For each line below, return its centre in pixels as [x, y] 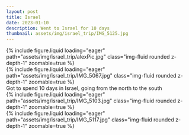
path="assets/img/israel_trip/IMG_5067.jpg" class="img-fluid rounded [91, 76]
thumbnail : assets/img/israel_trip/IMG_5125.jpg [67, 34]
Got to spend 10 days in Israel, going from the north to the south [84, 88]
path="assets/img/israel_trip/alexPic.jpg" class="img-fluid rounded [88, 57]
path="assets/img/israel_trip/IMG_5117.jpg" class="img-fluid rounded [90, 120]
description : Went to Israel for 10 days [58, 28]
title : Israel [24, 17]
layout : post [22, 12]
